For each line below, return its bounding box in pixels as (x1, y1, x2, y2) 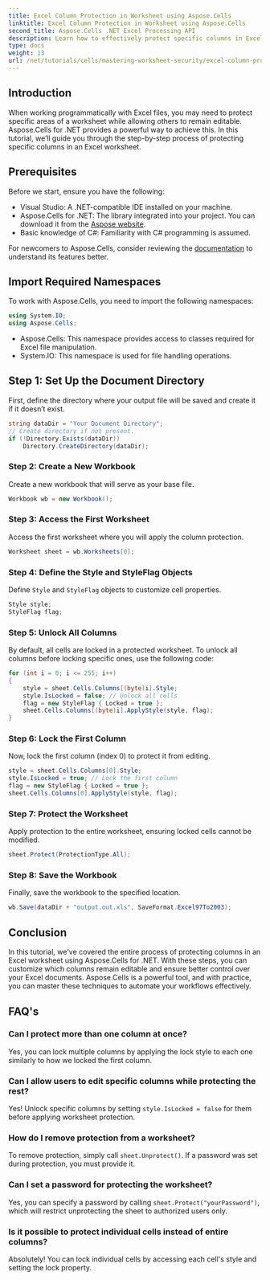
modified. (8, 835, 40, 844)
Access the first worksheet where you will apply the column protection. (8, 532, 244, 542)
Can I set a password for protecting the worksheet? (8, 1179, 213, 1190)
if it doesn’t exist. (8, 403, 66, 414)
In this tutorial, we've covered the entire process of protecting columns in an (8, 947, 261, 957)
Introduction (8, 86, 72, 100)
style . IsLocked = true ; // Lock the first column (8, 775, 178, 783)
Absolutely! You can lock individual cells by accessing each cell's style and (8, 1254, 257, 1264)
